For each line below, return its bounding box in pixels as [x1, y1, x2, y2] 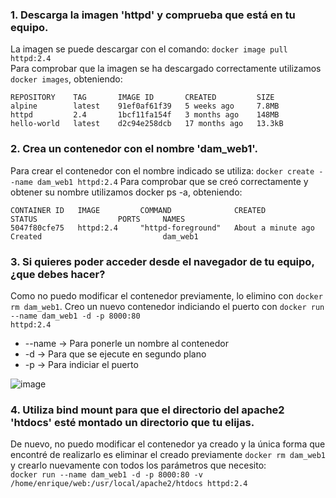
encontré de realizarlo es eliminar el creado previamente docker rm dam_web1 [10, 449, 327, 461]
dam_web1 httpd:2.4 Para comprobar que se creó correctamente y [36, 175, 309, 187]
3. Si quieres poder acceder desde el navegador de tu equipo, [10, 254, 315, 268]
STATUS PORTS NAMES [10, 214, 186, 224]
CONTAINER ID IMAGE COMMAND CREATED [10, 205, 267, 215]
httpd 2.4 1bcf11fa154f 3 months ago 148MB [10, 110, 280, 120]
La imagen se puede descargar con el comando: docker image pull [10, 43, 288, 55]
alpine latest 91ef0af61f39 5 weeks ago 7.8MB [10, 101, 280, 112]
